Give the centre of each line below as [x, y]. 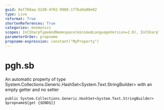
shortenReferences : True [30, 23]
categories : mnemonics [28, 28]
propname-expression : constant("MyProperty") [52, 42]
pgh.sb [20, 65]
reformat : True [20, 19]
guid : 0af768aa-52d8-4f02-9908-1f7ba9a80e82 [51, 10]
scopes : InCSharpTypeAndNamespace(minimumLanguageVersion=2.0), [72, 32]
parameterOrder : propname [31, 37]
